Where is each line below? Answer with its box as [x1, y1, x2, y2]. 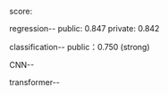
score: [9, 6, 33, 16]
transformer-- [9, 77, 61, 87]
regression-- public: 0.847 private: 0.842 [9, 23, 160, 33]
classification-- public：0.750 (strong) [9, 42, 150, 52]
